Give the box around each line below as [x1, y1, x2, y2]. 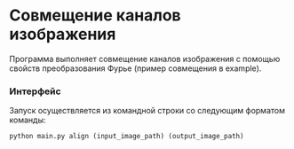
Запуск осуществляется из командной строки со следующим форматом [9, 106, 286, 116]
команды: [9, 114, 46, 125]
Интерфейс [9, 85, 61, 98]
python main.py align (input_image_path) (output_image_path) [9, 132, 244, 141]
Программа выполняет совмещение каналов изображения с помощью [9, 53, 281, 64]
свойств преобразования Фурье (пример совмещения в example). [9, 63, 262, 74]
